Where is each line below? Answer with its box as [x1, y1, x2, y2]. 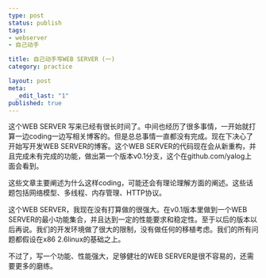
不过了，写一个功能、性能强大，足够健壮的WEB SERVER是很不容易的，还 [8, 251, 248, 261]
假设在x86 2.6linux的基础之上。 [21, 234, 125, 244]
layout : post [8, 77, 52, 85]
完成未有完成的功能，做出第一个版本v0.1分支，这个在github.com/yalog [14, 151, 245, 161]
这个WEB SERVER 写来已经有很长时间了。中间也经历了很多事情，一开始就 [8, 122, 249, 131]
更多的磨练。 [14, 261, 57, 271]
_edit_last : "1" [15, 92, 69, 100]
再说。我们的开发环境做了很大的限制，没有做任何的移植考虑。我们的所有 [14, 225, 252, 234]
